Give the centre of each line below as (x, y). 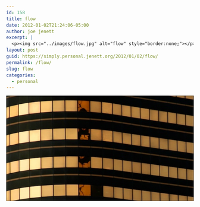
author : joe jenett (30, 31)
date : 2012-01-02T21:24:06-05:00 (48, 25)
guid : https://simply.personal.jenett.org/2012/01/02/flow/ (82, 56)
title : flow (21, 19)
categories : (21, 75)
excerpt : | (20, 38)
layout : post (22, 50)
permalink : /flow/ (29, 62)
